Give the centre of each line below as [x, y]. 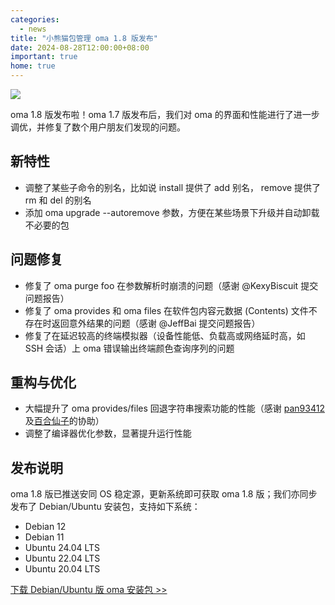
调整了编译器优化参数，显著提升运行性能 [108, 433]
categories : [35, 19]
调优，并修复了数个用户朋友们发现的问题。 [98, 127]
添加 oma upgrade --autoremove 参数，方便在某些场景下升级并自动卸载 [172, 212]
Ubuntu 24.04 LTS [62, 548]
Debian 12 [45, 527]
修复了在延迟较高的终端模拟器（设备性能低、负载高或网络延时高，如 [165, 335]
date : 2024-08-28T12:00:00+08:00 [80, 47]
